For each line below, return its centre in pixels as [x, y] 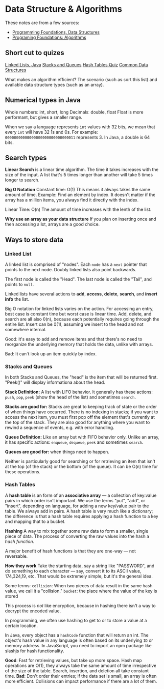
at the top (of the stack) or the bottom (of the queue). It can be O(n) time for [82, 467]
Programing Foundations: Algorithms [49, 37]
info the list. [17, 299]
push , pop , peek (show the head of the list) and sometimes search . [70, 397]
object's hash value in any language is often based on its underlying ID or [79, 640]
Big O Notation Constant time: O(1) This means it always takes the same [78, 190]
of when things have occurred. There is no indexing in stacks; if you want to [82, 412]
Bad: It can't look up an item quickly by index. [51, 354]
